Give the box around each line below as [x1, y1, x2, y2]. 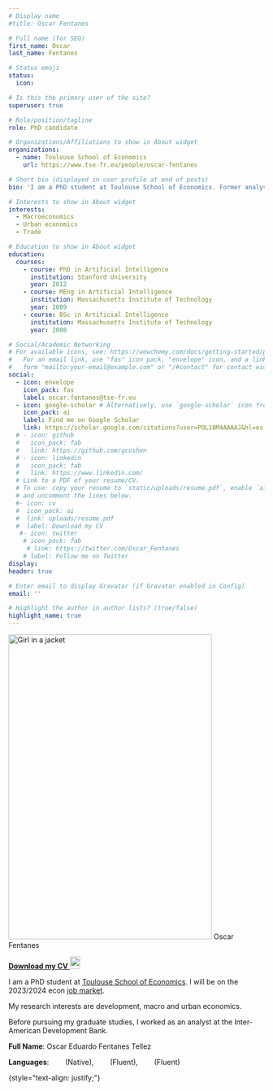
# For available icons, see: [8, 348, 107, 356]
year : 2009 [29, 303, 67, 311]
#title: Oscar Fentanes [8, 20, 89, 28]
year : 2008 [29, 326, 67, 334]
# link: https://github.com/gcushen [15, 446, 148, 454]
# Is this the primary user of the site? [8, 93, 151, 102]
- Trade [15, 228, 42, 237]
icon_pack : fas [23, 385, 75, 394]
